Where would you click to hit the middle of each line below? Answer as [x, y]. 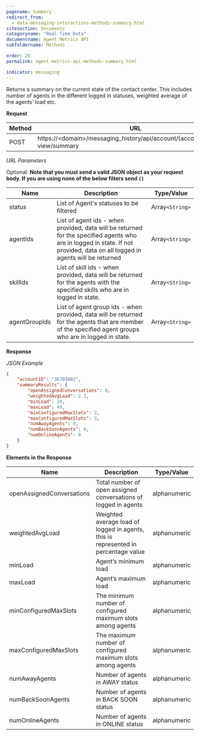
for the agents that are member [100, 322]
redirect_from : [25, 17]
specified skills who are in [93, 290]
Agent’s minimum [120, 561]
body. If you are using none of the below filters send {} [75, 178]
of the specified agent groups [98, 329]
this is [104, 537]
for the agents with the [88, 282]
